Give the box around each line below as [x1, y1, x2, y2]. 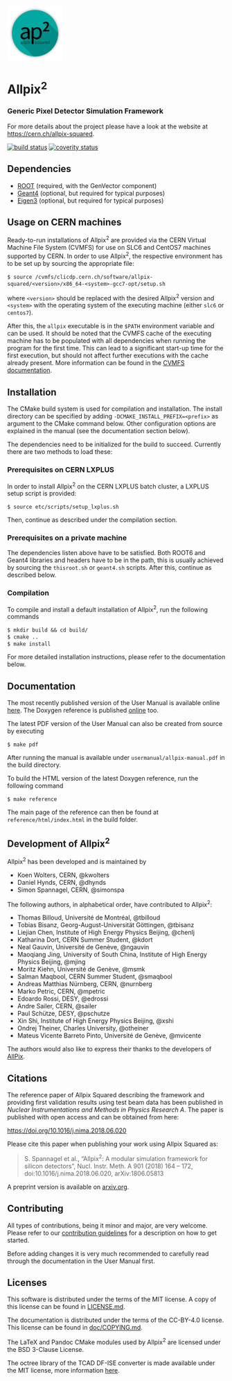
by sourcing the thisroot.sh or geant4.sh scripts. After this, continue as [7, 564, 212, 572]
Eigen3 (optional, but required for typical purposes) [17, 196, 164, 205]
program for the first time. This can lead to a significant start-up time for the [7, 344, 224, 353]
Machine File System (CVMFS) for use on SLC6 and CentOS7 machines [7, 244, 211, 252]
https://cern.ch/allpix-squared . [7, 129, 95, 137]
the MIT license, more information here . [7, 1366, 120, 1375]
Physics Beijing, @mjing [17, 958, 86, 966]
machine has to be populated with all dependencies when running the [7, 337, 206, 345]
